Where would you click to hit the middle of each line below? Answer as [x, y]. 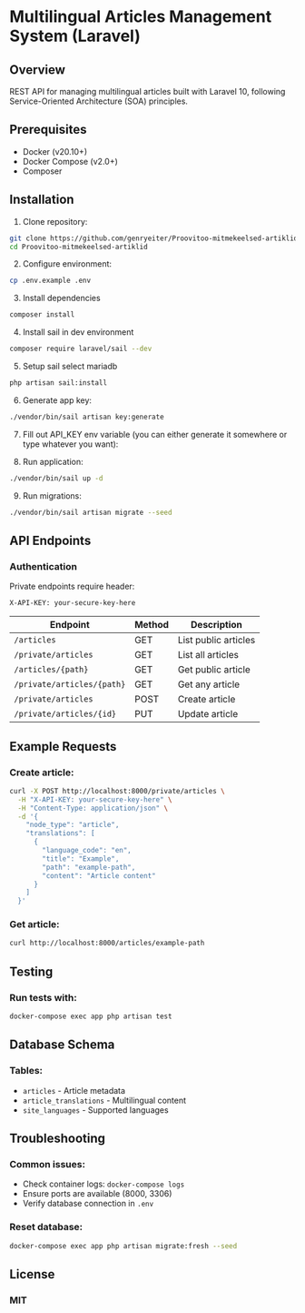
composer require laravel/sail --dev [81, 349]
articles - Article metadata [74, 1090]
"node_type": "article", [73, 825]
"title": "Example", [81, 858]
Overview [38, 70]
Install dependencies [62, 298]
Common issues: [48, 1164]
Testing [31, 971]
